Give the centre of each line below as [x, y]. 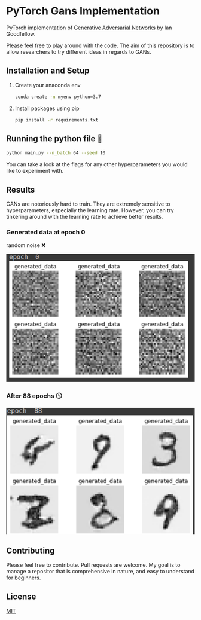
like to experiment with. [35, 171]
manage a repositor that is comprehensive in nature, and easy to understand [100, 572]
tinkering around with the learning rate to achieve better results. [85, 217]
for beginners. [24, 578]
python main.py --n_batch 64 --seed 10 [56, 153]
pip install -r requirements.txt [57, 120]
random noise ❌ [26, 245]
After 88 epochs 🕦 [34, 396]
